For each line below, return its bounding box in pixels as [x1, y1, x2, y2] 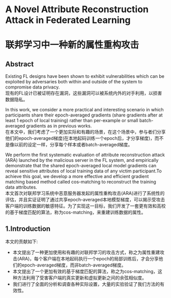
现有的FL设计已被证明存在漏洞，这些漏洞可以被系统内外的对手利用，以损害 [5, 90, 162, 96]
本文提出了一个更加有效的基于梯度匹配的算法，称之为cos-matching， [12, 269, 158, 274]
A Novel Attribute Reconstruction [5, 4, 149, 15]
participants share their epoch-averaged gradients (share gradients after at [5, 112, 163, 118]
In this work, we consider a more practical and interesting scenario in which [5, 107, 164, 113]
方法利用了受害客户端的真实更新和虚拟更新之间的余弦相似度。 [17, 275, 147, 281]
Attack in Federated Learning [5, 14, 131, 26]
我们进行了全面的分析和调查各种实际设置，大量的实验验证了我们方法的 [12, 281, 160, 287]
